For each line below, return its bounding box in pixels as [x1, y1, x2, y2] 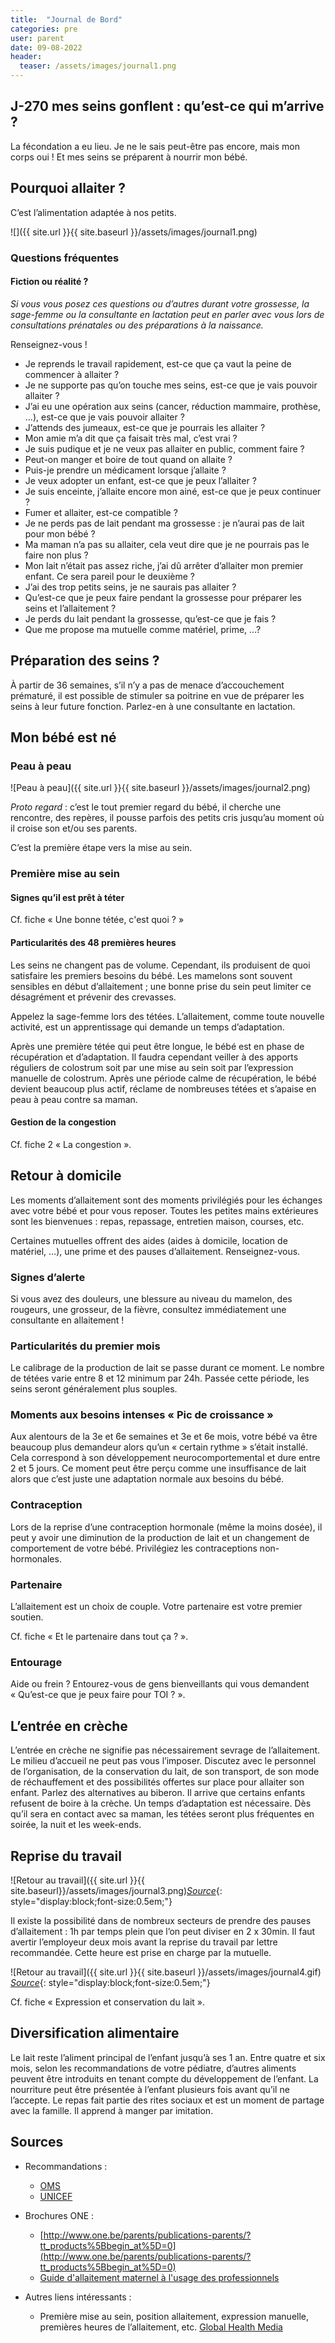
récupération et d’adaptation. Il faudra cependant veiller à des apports [10, 1051, 299, 1063]
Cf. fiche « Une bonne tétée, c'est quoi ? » [10, 914, 185, 926]
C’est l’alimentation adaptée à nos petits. [10, 206, 177, 218]
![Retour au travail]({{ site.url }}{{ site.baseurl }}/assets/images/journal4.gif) [10, 1966, 322, 1978]
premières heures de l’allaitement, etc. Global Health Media [39, 2321, 283, 2333]
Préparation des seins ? [10, 652, 160, 670]
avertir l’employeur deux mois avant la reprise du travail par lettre [10, 1936, 278, 1948]
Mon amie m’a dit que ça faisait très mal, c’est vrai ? [24, 432, 238, 444]
